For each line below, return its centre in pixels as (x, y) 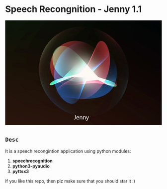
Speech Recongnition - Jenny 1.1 (74, 9)
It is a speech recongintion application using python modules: (68, 151)
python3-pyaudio (31, 166)
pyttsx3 (21, 171)
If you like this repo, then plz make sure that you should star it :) (70, 181)
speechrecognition (33, 161)
